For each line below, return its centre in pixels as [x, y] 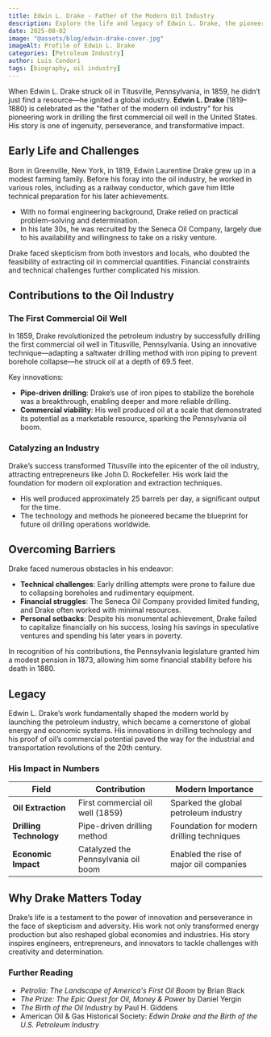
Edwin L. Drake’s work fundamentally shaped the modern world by [119, 714]
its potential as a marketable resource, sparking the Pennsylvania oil [133, 419]
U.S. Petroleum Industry [59, 1024]
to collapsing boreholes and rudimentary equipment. [107, 593]
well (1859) [100, 813]
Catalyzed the [104, 849]
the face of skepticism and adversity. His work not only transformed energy [134, 926]
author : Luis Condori [45, 61]
